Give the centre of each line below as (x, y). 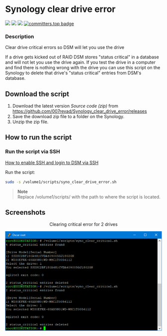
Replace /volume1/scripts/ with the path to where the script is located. (89, 197)
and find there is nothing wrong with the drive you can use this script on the (83, 68)
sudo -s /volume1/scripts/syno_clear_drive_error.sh (61, 182)
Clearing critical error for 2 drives (83, 224)
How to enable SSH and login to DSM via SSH (52, 163)
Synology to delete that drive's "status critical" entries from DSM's (73, 73)
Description (20, 36)
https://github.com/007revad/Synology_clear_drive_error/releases (80, 111)
